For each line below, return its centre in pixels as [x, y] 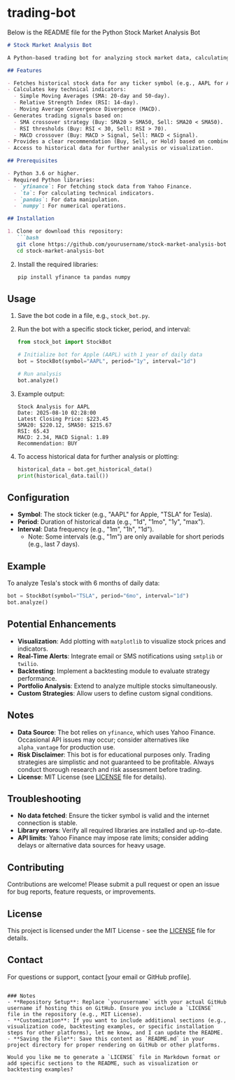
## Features [24, 70]
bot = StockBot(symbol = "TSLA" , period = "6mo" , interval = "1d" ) [98, 596]
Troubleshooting [44, 799]
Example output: [41, 394]
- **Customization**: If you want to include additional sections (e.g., [117, 1020]
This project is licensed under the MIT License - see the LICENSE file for [111, 930]
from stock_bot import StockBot [64, 342]
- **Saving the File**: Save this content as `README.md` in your [106, 1039]
